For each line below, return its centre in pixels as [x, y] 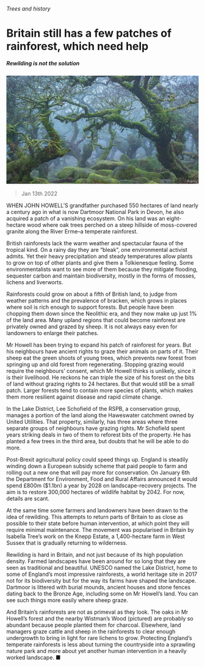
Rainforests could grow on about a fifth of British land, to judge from [92, 294]
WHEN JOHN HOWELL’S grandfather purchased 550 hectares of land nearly [103, 205]
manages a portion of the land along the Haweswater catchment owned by [100, 415]
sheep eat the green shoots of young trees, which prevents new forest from [101, 358]
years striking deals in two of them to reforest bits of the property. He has [99, 435]
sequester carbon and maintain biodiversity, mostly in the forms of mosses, [101, 276]
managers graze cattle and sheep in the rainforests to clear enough [91, 632]
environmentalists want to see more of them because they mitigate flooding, [102, 270]
